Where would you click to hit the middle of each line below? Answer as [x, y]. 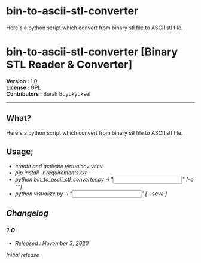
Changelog [28, 213]
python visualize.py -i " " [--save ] [91, 194]
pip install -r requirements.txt [51, 173]
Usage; [20, 152]
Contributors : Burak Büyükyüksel [48, 93]
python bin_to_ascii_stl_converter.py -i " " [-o [104, 179]
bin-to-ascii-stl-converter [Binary [92, 52]
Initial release [23, 255]
